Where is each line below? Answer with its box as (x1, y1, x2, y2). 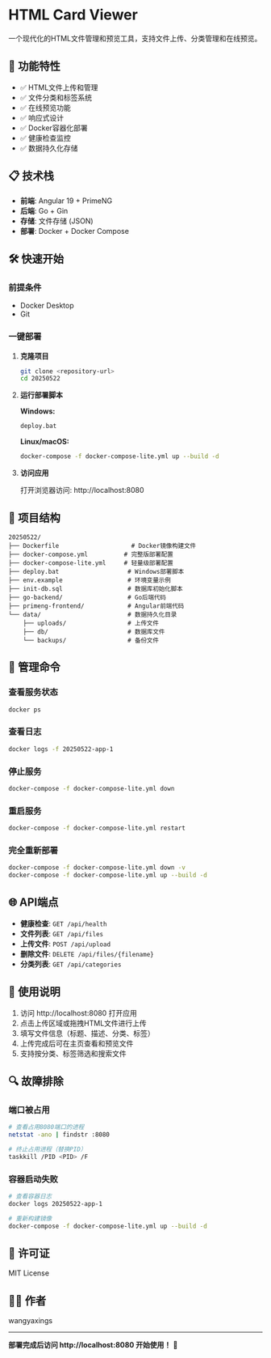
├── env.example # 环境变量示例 (8, 576, 171, 584)
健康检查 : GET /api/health (19, 919, 107, 928)
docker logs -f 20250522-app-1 (8, 745, 114, 753)
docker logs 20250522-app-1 (8, 1199, 103, 1207)
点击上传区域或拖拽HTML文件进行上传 (19, 1018, 147, 1028)
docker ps (8, 706, 42, 714)
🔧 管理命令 (8, 660, 60, 674)
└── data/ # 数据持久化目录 (8, 610, 177, 618)
